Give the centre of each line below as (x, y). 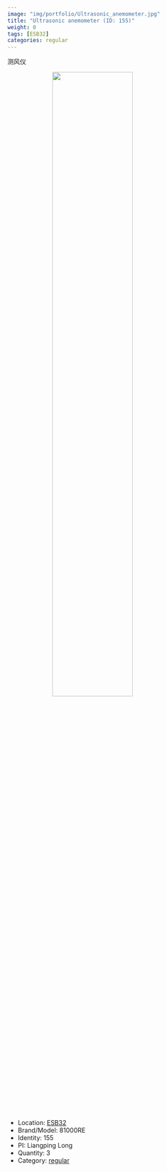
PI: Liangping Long (45, 1146)
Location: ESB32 (42, 1123)
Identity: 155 (36, 1138)
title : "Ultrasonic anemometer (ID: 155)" (71, 21)
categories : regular (38, 41)
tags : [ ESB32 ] (28, 34)
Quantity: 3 (34, 1153)
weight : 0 (22, 27)
